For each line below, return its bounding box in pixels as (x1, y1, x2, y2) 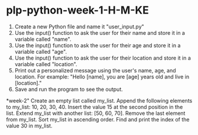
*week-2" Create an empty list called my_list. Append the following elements (6, 97, 193, 104)
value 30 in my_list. (6, 122, 53, 129)
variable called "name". (14, 35, 72, 42)
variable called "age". (14, 48, 67, 55)
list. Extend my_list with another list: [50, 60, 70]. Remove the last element (6, 110, 186, 117)
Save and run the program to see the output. (14, 85, 123, 93)
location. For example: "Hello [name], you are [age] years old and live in (14, 73, 190, 80)
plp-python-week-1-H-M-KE (6, 4, 149, 17)
